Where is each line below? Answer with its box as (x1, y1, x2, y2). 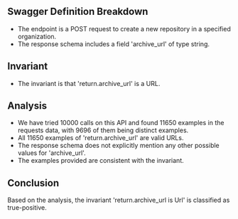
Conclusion (7, 177, 60, 189)
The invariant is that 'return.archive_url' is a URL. (17, 79, 161, 87)
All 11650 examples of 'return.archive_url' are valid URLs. (17, 134, 184, 142)
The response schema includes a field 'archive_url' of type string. (17, 39, 210, 48)
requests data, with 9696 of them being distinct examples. (17, 126, 189, 134)
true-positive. (7, 203, 48, 212)
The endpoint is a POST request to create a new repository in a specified (17, 24, 231, 33)
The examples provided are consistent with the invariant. (17, 156, 185, 165)
